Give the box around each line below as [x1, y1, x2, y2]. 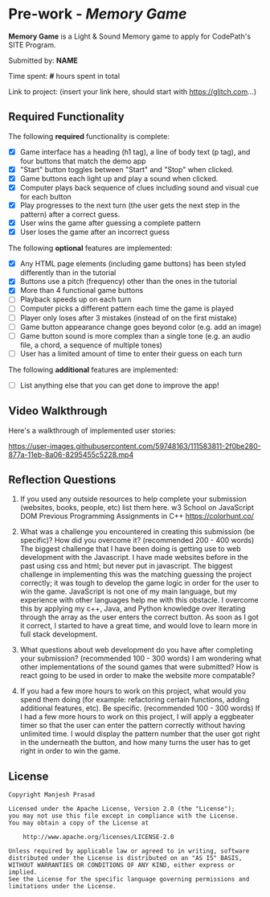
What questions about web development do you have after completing [19, 645, 253, 655]
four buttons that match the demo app [19, 156, 146, 166]
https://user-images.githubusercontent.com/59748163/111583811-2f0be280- [8, 441, 261, 451]
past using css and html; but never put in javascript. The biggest [19, 561, 233, 571]
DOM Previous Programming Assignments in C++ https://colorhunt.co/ [19, 512, 255, 521]
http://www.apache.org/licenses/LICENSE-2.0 [22, 833, 174, 841]
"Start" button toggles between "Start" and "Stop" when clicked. [19, 164, 235, 174]
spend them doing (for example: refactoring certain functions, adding [19, 695, 250, 705]
